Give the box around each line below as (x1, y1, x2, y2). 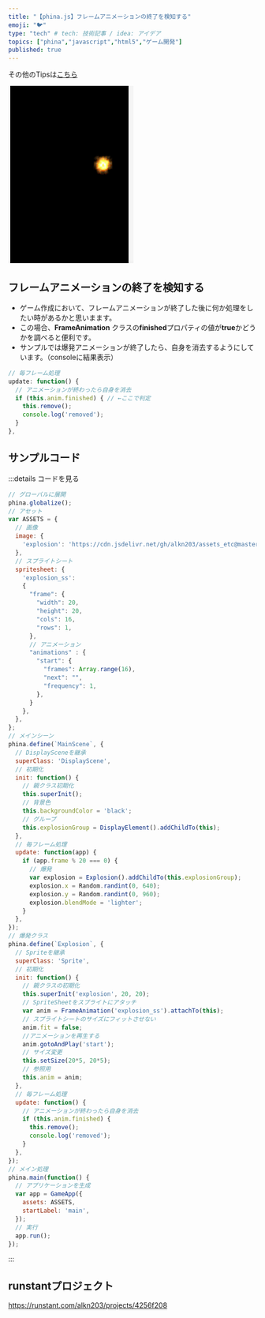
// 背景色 (22, 798, 51, 807)
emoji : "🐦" (8, 21, 47, 29)
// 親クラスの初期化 (22, 982, 80, 990)
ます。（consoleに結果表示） (26, 352, 118, 362)
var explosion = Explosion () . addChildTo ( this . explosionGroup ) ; (28, 873, 242, 881)
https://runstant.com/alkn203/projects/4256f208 (8, 1301, 168, 1310)
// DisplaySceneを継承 (15, 749, 87, 757)
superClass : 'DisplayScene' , (15, 757, 111, 765)
